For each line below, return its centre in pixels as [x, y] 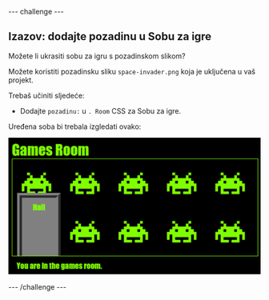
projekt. [21, 80]
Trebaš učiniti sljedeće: [46, 95]
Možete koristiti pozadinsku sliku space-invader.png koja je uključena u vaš [132, 71]
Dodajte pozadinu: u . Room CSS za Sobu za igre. [100, 110]
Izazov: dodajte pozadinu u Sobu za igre [110, 36]
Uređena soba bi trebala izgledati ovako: [75, 126]
